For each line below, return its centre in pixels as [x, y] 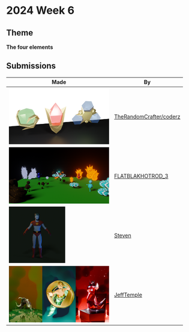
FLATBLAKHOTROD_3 [141, 176]
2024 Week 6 [40, 11]
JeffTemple [128, 295]
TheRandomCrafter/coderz [147, 116]
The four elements [30, 47]
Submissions [31, 66]
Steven [122, 236]
